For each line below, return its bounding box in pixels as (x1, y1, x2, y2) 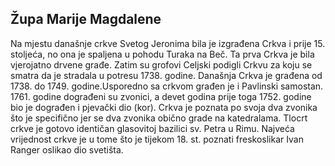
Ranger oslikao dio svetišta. (10, 143, 124, 156)
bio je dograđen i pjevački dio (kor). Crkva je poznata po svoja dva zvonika (10, 101, 318, 113)
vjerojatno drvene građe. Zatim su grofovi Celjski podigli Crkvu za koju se (10, 58, 313, 71)
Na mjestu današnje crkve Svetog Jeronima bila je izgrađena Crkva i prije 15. (10, 37, 326, 49)
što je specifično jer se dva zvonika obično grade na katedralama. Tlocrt (10, 112, 308, 124)
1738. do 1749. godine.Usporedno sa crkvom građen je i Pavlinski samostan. (10, 80, 324, 92)
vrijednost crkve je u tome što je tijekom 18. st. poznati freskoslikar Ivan (10, 133, 304, 145)
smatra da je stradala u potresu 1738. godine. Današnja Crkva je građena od (10, 69, 323, 81)
